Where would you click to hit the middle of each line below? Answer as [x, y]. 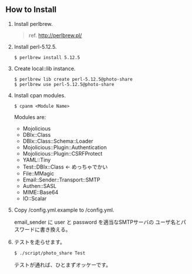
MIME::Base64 [41, 192]
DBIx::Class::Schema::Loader [58, 141]
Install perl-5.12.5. [35, 47]
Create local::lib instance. [45, 68]
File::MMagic [38, 173]
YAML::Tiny [37, 160]
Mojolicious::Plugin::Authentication [65, 147]
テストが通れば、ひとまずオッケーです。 [63, 265]
